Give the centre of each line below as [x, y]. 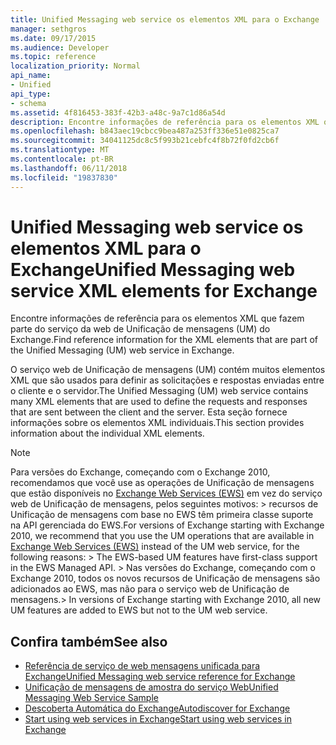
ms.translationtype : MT [60, 150]
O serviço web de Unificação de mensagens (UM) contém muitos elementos [168, 370]
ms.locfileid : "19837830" [64, 177]
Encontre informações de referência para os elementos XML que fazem [157, 318]
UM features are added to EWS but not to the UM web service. [139, 610]
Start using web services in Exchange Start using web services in [158, 719]
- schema [28, 103]
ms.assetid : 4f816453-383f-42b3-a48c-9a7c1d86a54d [118, 112]
